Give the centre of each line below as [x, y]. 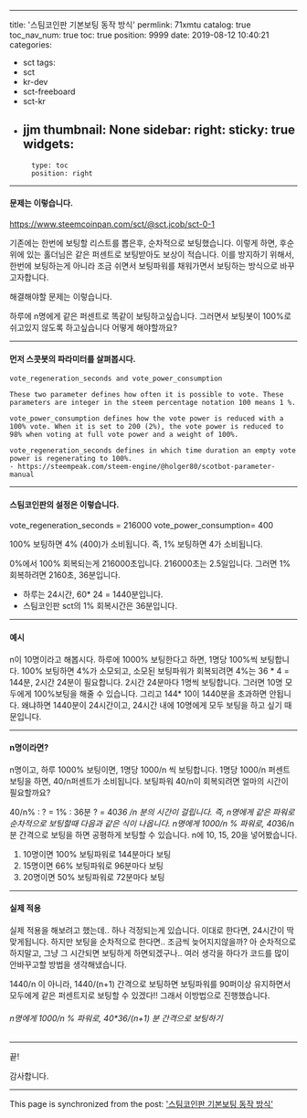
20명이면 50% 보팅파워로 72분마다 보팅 [94, 877]
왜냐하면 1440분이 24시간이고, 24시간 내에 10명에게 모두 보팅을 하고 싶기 [152, 705]
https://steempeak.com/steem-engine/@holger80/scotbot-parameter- [147, 467]
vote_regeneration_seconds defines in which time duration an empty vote [153, 451]
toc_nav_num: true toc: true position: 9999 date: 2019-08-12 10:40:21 [139, 35]
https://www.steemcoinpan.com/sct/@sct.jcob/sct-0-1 [112, 224]
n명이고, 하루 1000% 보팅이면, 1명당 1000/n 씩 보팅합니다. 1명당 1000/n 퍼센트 [150, 770]
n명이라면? [29, 748]
